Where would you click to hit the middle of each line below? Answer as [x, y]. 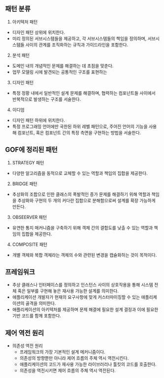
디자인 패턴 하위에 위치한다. [39, 120]
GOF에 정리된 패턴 [32, 150]
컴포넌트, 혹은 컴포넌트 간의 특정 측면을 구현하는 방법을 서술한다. [79, 132]
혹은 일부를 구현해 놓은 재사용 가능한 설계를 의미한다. [68, 291]
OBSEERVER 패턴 [30, 217]
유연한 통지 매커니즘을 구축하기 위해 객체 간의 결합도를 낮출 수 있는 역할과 [82, 227]
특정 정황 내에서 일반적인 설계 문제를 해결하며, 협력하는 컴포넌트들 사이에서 [84, 93]
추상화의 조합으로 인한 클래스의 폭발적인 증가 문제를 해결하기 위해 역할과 [81, 194]
